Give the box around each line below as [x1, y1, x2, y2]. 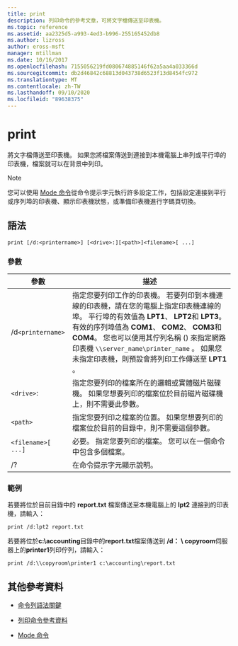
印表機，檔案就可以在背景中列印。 [7, 159, 107, 168]
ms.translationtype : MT [7, 76, 78, 83]
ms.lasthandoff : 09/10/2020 [7, 89, 91, 96]
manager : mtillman [7, 50, 62, 57]
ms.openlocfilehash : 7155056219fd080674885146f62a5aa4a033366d [7, 63, 198, 70]
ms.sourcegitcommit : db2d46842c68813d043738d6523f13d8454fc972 [7, 69, 198, 76]
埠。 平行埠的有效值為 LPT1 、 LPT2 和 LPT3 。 [72, 312, 227, 322]
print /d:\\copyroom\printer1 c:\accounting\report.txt [7, 560, 176, 567]
